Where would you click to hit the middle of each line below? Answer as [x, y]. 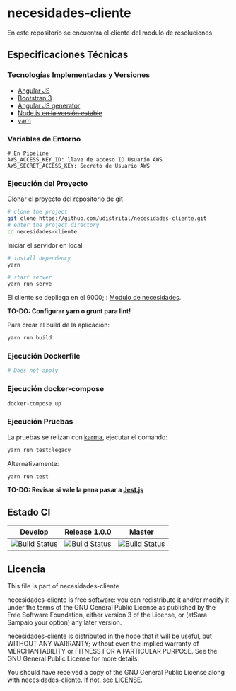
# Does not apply [33, 371]
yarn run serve [30, 284]
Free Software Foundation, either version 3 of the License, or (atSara [107, 615]
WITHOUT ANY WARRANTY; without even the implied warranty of [103, 644]
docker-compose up [34, 403]
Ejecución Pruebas [40, 422]
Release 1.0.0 [88, 532]
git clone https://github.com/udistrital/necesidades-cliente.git [107, 219]
